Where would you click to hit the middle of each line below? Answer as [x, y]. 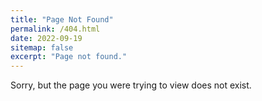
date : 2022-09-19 [46, 38]
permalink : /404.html [55, 29]
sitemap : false [42, 47]
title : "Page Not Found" [62, 19]
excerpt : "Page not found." [69, 57]
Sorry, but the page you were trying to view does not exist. [131, 85]
